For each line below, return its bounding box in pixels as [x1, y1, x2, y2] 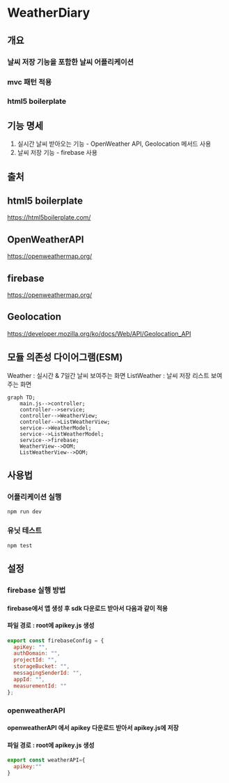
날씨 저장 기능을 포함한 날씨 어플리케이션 [7, 57, 134, 67]
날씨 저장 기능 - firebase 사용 [17, 149, 97, 157]
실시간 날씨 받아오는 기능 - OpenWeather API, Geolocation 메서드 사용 [17, 139, 212, 148]
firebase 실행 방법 [7, 585, 66, 595]
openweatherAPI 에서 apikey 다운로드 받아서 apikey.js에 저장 [7, 724, 179, 732]
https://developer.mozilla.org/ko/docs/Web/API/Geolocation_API [7, 329, 191, 337]
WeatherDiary [7, 5, 90, 21]
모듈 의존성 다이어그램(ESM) [7, 351, 123, 363]
